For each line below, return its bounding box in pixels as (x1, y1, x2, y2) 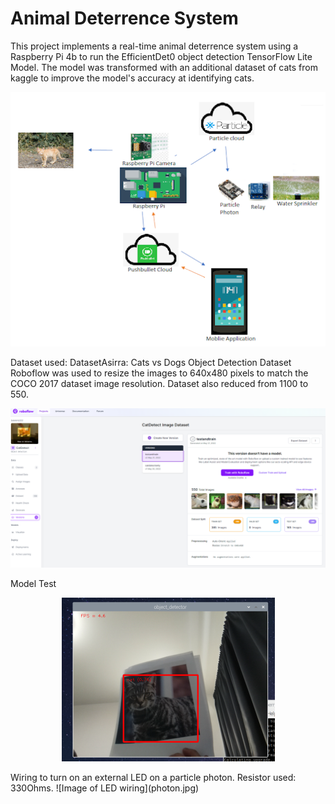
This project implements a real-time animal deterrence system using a (10, 40, 299, 52)
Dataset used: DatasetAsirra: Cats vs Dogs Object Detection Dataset (10, 357, 292, 369)
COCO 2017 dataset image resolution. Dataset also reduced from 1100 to (10, 378, 309, 390)
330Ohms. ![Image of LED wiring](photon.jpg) (10, 782, 200, 794)
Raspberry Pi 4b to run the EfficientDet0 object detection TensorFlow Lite (10, 50, 313, 62)
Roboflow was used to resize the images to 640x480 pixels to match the (10, 367, 309, 379)
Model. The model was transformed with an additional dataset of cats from (10, 61, 318, 73)
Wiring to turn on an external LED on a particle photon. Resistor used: (10, 772, 297, 784)
